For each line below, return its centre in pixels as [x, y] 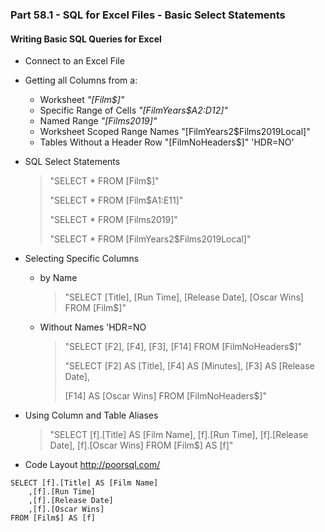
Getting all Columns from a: [81, 80]
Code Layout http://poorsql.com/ [92, 465]
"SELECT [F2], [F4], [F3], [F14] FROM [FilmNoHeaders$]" [183, 347]
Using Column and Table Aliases [91, 415]
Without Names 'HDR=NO [93, 327]
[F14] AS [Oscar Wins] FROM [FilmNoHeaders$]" [165, 396]
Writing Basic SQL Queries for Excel [86, 39]
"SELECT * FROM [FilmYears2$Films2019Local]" [150, 239]
